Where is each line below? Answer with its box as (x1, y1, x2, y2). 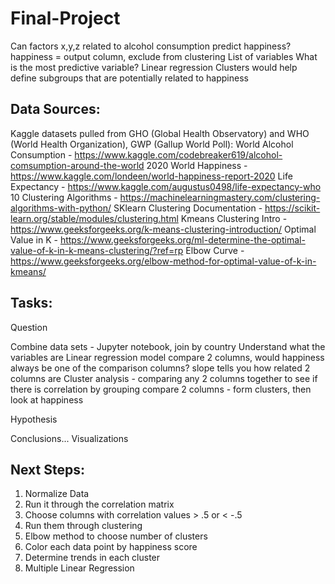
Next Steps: (10, 461, 85, 478)
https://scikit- (264, 202, 321, 214)
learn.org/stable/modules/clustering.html (10, 212, 179, 224)
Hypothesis (10, 413, 58, 425)
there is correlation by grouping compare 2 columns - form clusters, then (10, 383, 312, 395)
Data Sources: (10, 101, 101, 118)
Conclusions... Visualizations (10, 432, 129, 444)
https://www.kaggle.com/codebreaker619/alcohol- (74, 148, 283, 161)
